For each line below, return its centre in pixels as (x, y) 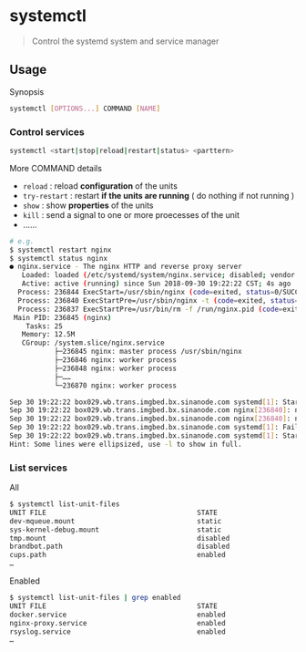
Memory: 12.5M (48, 335)
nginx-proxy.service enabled (117, 623)
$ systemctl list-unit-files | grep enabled (95, 598)
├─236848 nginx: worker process (116, 368)
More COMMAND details (56, 168)
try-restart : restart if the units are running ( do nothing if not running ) (158, 195)
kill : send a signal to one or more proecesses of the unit (131, 214)
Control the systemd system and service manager (125, 41)
